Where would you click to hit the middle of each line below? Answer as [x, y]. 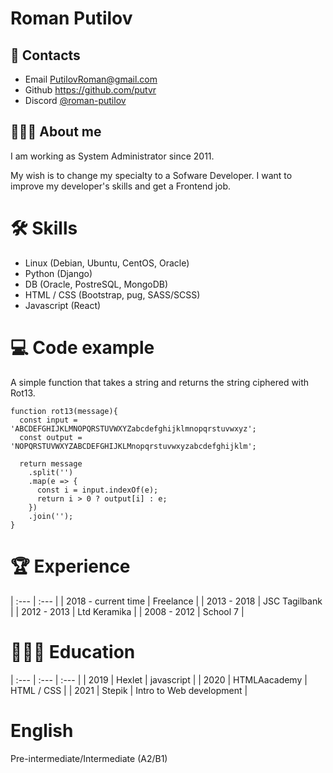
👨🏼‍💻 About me [56, 132]
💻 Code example [82, 347]
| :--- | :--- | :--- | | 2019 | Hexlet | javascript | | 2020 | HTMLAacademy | [159, 679]
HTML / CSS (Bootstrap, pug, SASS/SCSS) [112, 294]
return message [51, 463]
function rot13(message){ [64, 411]
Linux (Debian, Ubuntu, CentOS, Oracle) [107, 263]
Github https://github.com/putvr [90, 90]
